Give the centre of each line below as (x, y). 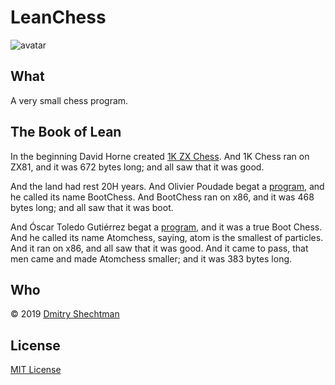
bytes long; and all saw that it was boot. (92, 207)
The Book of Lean (66, 132)
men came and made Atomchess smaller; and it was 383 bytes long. (151, 258)
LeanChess (58, 17)
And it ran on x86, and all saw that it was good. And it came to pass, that (159, 248)
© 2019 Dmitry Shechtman (65, 314)
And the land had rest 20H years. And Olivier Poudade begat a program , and (167, 186)
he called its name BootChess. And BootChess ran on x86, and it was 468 (162, 197)
